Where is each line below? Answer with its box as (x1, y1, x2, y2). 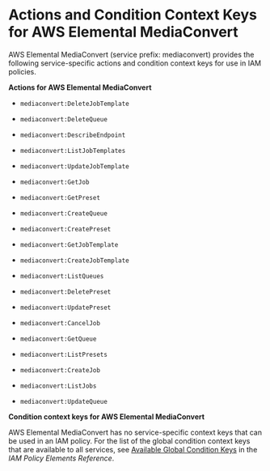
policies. (8, 66, 36, 76)
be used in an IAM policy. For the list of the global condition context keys (8, 435, 251, 446)
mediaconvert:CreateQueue (19, 209, 108, 218)
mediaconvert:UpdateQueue (19, 397, 108, 405)
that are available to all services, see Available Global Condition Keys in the (8, 444, 258, 454)
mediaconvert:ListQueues (19, 272, 104, 280)
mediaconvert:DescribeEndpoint (19, 131, 126, 139)
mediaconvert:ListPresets (19, 350, 108, 359)
